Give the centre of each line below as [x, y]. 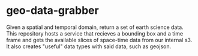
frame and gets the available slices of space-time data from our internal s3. [99, 40]
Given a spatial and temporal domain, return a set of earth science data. [95, 27]
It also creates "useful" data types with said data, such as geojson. [89, 46]
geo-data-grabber [52, 11]
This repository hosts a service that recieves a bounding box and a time [95, 33]
